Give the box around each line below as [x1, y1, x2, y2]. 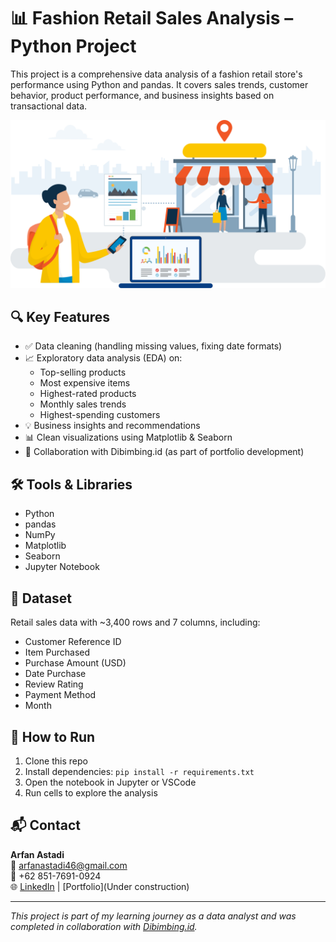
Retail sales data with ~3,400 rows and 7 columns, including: [10, 616, 261, 629]
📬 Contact [10, 817, 81, 834]
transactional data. [10, 100, 88, 112]
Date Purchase [24, 668, 87, 680]
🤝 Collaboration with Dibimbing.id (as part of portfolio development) [24, 446, 305, 458]
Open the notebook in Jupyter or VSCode [24, 776, 197, 788]
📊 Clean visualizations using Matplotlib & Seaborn [24, 431, 233, 444]
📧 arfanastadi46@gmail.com [10, 859, 128, 871]
